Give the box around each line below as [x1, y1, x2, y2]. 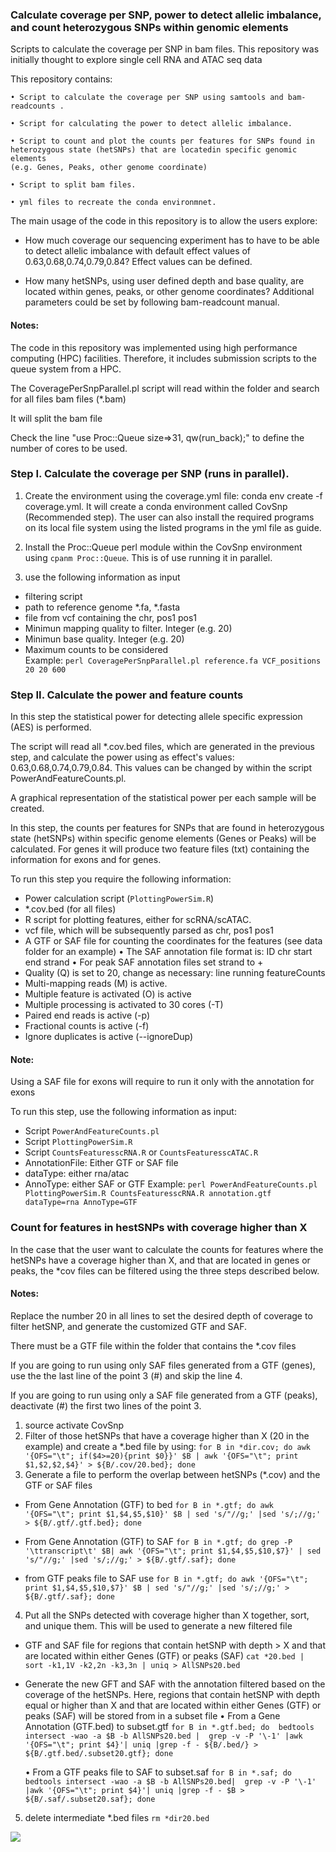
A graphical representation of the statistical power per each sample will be [10, 792, 317, 804]
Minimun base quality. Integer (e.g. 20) [24, 633, 185, 645]
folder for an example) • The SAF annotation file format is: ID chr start [24, 946, 313, 958]
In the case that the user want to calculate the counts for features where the [10, 1243, 324, 1255]
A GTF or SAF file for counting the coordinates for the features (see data [24, 935, 323, 947]
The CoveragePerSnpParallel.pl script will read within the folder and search [10, 382, 320, 394]
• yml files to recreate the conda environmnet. [10, 198, 217, 208]
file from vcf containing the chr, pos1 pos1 [24, 611, 198, 623]
